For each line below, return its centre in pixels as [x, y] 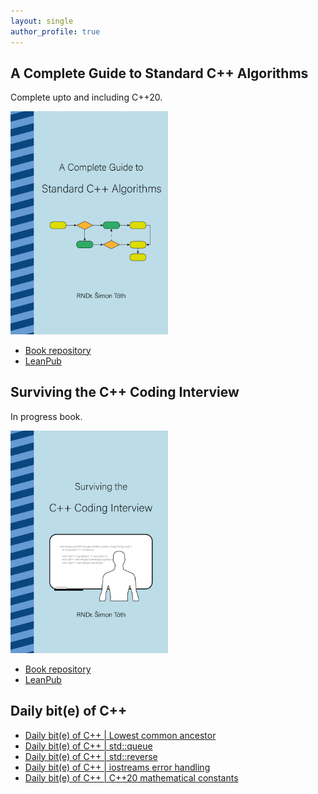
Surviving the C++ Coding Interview [125, 392]
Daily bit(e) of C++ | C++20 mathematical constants [131, 777]
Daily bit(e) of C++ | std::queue [88, 746]
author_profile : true [55, 31]
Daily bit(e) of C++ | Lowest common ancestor [120, 735]
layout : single [42, 21]
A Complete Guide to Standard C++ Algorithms [159, 73]
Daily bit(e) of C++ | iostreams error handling [117, 767]
